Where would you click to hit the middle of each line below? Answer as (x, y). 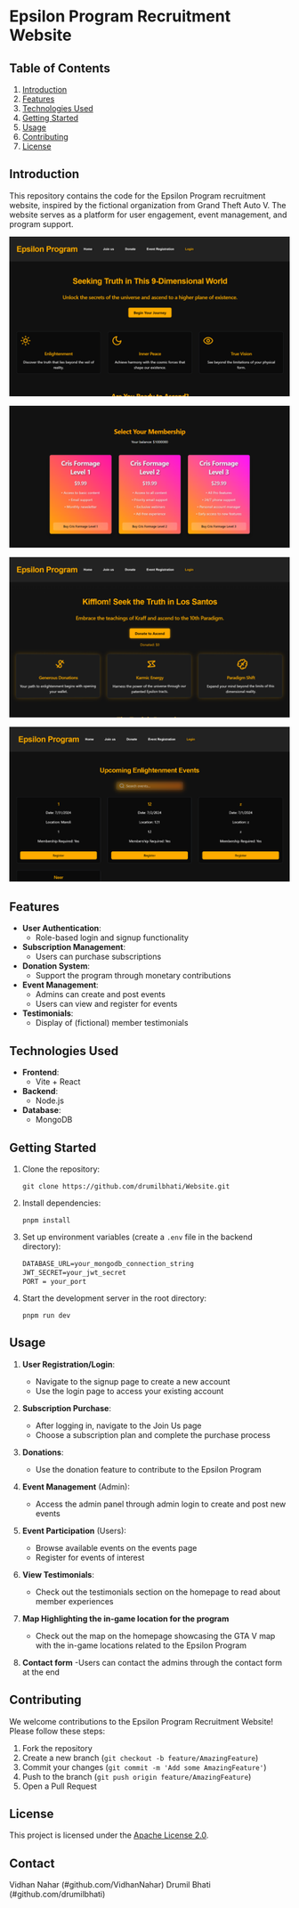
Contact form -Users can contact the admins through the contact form (152, 1662)
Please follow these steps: (57, 1731)
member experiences (74, 1601)
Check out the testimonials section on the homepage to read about (158, 1592)
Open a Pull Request (60, 1786)
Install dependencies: (61, 1203)
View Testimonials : (58, 1574)
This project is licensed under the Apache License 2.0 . (109, 1835)
